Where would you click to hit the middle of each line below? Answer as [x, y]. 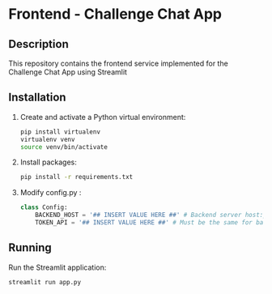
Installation [37, 98]
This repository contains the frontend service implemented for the [118, 63]
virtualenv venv [47, 139]
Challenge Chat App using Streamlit [68, 72]
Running [30, 248]
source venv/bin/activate [64, 147]
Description [38, 44]
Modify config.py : [51, 193]
